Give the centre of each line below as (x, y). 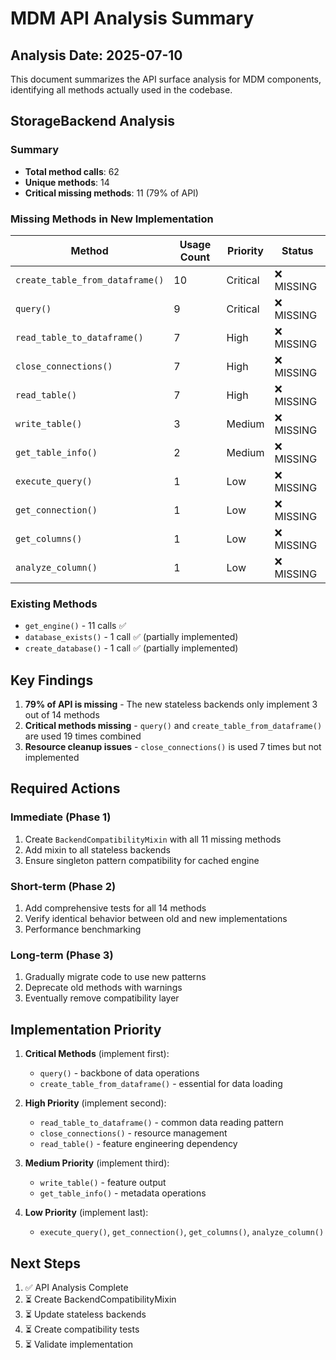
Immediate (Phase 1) (61, 817)
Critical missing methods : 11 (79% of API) (111, 193)
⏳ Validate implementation (79, 1344)
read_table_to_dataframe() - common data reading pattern (161, 1123)
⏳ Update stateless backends (85, 1314)
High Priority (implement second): (95, 1103)
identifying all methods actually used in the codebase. (121, 90)
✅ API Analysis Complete (76, 1287)
